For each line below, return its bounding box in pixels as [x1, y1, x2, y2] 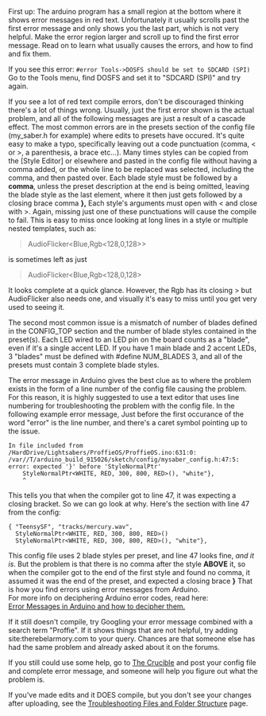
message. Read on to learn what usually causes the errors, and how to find [8, 41, 253, 50]
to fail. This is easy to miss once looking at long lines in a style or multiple [8, 215, 249, 225]
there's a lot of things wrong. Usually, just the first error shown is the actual [8, 105, 255, 115]
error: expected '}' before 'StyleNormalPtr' [8, 463, 161, 471]
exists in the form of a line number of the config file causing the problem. [8, 384, 248, 393]
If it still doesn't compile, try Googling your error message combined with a [8, 617, 253, 626]
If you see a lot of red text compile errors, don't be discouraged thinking [8, 97, 245, 106]
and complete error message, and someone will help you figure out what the [8, 667, 258, 675]
